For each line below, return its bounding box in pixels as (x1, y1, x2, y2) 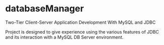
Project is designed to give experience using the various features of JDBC (5, 29, 159, 35)
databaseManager (5, 3, 84, 14)
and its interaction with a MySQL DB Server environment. (5, 34, 124, 40)
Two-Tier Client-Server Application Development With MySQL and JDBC (5, 19, 156, 25)
